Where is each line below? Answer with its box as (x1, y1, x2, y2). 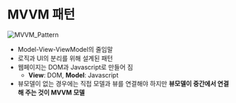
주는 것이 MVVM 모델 (24, 88, 85, 97)
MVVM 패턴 (7, 6, 76, 23)
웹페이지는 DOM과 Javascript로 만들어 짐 (17, 63, 133, 71)
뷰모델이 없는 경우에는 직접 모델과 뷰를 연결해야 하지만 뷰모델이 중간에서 (17, 79, 216, 87)
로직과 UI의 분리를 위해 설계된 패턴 (17, 54, 113, 63)
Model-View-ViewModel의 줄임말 (17, 45, 113, 53)
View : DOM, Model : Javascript (28, 70, 119, 79)
